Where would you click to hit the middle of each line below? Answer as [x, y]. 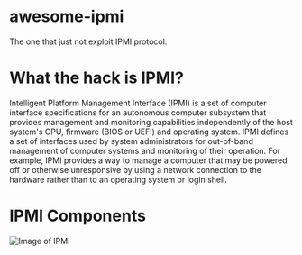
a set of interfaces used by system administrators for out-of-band [132, 141]
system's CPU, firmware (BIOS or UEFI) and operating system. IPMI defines [149, 132]
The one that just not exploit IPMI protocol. [88, 41]
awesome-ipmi [67, 17]
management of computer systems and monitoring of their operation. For [145, 150]
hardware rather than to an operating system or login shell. [119, 179]
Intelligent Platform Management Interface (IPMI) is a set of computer [138, 103]
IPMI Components [78, 216]
